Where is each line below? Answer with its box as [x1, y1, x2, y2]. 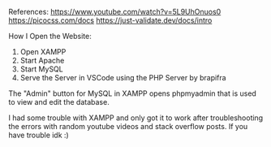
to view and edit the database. [8, 97, 110, 106]
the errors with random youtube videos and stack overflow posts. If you [8, 122, 248, 131]
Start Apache [19, 56, 65, 65]
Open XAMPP [19, 47, 67, 56]
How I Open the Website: [8, 32, 92, 41]
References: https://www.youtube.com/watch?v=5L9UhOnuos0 [8, 7, 222, 16]
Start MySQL [19, 64, 63, 74]
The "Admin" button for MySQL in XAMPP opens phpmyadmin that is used [8, 89, 257, 98]
